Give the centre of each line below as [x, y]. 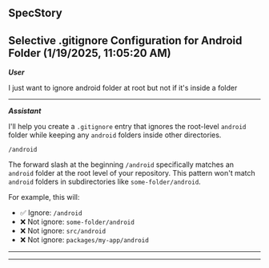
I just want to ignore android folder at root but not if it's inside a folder [123, 88]
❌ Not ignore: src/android [63, 231]
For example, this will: [44, 197]
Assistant [25, 111]
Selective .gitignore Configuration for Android [125, 41]
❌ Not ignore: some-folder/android [77, 222]
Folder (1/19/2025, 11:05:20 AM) [90, 53]
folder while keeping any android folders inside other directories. [115, 135]
